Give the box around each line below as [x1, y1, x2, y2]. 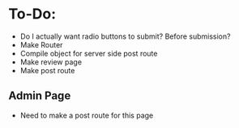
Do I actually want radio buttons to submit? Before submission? [19, 31, 231, 41]
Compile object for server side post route [19, 48, 158, 58]
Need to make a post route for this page [19, 110, 154, 120]
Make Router [19, 39, 63, 49]
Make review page [19, 57, 83, 67]
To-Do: [8, 5, 57, 23]
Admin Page [8, 89, 71, 103]
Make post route [19, 65, 75, 75]
